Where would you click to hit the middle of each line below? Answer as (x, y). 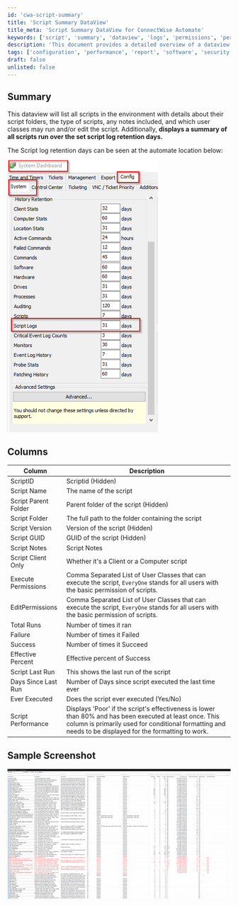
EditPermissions (34, 607)
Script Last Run (33, 672)
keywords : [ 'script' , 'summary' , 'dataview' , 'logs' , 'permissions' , (112, 38)
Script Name (29, 491)
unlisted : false (31, 67)
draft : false (27, 60)
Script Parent (29, 501)
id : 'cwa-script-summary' (45, 15)
